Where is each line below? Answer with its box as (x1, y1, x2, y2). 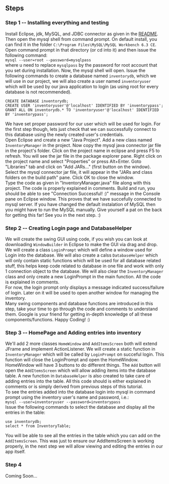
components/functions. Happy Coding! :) (5, 316, 90, 322)
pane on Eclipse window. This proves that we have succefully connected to (5, 196, 162, 202)
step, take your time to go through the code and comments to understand (5, 306, 158, 312)
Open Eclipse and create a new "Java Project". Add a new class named (5, 136, 152, 143)
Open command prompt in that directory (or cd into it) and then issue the (5, 46, 156, 53)
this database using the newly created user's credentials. (5, 131, 125, 137)
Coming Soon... (5, 472, 38, 479)
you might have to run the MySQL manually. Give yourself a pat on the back (5, 207, 162, 213)
